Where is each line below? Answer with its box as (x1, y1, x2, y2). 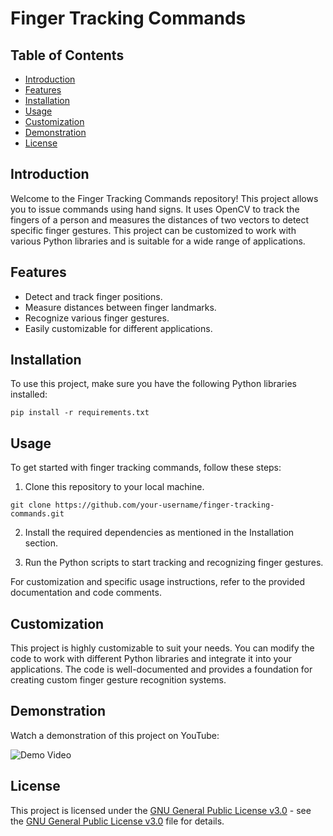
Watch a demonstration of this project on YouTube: (10, 729, 220, 741)
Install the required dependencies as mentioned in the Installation (24, 527, 295, 539)
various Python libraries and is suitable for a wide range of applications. (10, 235, 306, 247)
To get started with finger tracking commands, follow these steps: (10, 462, 282, 474)
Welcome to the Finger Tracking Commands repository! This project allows (10, 192, 319, 204)
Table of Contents (10, 47, 125, 64)
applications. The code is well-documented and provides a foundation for (10, 663, 313, 676)
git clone (10, 500, 52, 511)
